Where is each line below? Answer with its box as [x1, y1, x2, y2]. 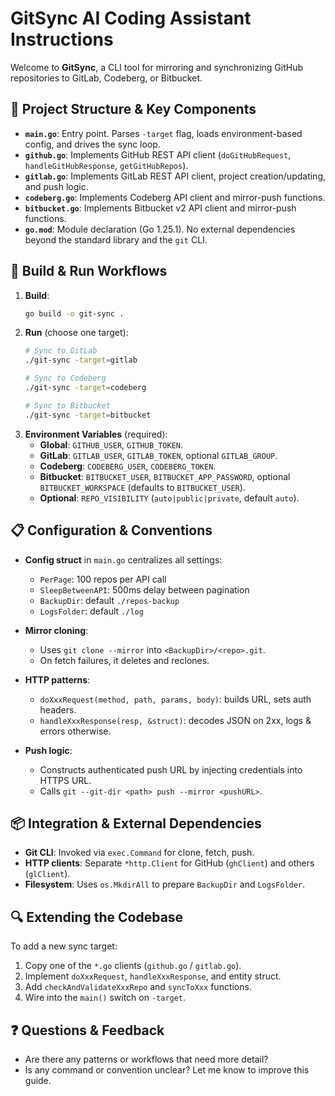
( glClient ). [24, 868, 71, 880]
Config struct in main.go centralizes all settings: [24, 553, 223, 566]
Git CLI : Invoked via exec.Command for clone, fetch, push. [24, 847, 255, 859]
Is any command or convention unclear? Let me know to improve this [24, 1063, 310, 1076]
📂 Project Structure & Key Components [10, 101, 257, 118]
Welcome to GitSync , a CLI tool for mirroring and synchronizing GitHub [10, 61, 303, 73]
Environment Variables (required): [24, 428, 168, 440]
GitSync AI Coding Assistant [10, 7, 252, 30]
